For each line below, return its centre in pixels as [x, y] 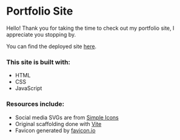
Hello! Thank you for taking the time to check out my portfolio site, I [90, 28]
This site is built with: [38, 62]
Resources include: [35, 104]
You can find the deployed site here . [52, 46]
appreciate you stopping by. [41, 34]
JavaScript [28, 88]
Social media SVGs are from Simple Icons [67, 117]
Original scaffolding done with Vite [58, 124]
